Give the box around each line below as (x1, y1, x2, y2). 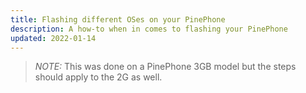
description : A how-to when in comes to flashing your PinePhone (10, 24, 288, 34)
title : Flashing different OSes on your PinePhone (10, 14, 226, 25)
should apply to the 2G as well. (34, 71, 163, 83)
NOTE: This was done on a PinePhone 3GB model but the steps (34, 61, 297, 73)
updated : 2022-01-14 (10, 33, 97, 43)
